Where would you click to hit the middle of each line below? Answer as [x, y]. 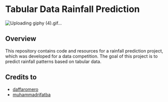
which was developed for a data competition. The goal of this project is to [81, 56]
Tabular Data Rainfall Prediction [72, 9]
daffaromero [25, 89]
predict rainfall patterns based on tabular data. [53, 61]
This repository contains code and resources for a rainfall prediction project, [84, 50]
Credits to [21, 77]
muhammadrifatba [32, 94]
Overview [21, 39]
